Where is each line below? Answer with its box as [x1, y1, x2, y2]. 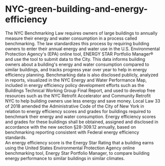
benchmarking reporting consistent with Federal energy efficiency [5, 129, 139, 135]
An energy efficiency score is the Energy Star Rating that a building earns [5, 139, 154, 145]
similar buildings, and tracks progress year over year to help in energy [5, 66, 147, 72]
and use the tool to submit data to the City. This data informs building [5, 56, 145, 62]
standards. [5, 134, 27, 140]
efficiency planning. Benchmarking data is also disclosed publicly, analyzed [5, 72, 159, 78]
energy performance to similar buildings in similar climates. [5, 155, 125, 161]
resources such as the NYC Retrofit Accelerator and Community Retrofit [5, 92, 151, 99]
